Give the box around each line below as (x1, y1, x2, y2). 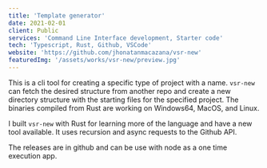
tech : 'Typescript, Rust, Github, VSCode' (8, 41, 152, 49)
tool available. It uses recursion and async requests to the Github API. (8, 127, 237, 136)
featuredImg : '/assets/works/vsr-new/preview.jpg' (8, 57, 181, 64)
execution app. (8, 150, 58, 160)
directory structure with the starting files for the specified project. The (8, 95, 239, 104)
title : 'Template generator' (8, 11, 106, 20)
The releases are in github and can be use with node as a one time (8, 143, 228, 152)
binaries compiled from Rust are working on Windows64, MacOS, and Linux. (8, 103, 260, 112)
